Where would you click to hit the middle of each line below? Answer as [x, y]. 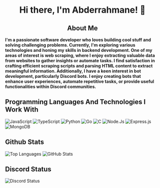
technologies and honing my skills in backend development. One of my [79, 50]
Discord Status [28, 169]
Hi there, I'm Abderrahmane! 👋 [82, 10]
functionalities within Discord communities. [51, 87]
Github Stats [25, 142]
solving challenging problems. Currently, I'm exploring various [70, 45]
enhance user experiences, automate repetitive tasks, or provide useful [80, 81]
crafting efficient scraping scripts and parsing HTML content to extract [79, 66]
